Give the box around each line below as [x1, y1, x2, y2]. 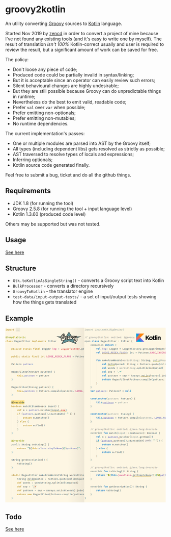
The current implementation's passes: [5, 130, 85, 136]
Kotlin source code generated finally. [12, 162, 90, 168]
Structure [5, 264, 37, 272]
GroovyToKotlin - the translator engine [12, 288, 93, 294]
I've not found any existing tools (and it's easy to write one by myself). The [5, 36, 162, 42]
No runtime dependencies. [12, 120, 69, 126]
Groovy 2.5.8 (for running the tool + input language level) [12, 206, 132, 212]
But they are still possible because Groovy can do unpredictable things [12, 88, 161, 94]
